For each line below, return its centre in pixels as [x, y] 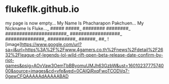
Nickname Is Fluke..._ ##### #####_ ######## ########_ [68, 28]
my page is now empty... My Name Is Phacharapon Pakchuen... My [75, 23]
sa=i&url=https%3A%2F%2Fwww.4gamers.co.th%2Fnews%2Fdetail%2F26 [84, 49]
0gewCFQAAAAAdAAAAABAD [37, 76]
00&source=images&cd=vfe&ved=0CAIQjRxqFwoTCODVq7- [67, 70]
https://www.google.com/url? [51, 44]
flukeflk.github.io [42, 9]
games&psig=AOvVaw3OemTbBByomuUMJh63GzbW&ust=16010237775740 [84, 65]
